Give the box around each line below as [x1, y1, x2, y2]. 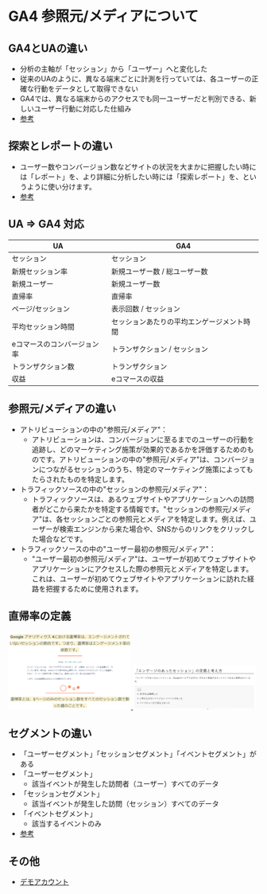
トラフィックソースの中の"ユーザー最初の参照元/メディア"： [19, 544, 216, 553]
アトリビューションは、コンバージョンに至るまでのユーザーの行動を [31, 435, 254, 444]
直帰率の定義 [8, 610, 72, 623]
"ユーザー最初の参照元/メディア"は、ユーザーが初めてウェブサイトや [31, 554, 257, 564]
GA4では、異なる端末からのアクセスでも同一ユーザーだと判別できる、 [19, 94, 250, 103]
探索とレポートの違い [8, 139, 113, 153]
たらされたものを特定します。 [31, 474, 130, 484]
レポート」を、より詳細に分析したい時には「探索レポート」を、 [33, 172, 243, 182]
